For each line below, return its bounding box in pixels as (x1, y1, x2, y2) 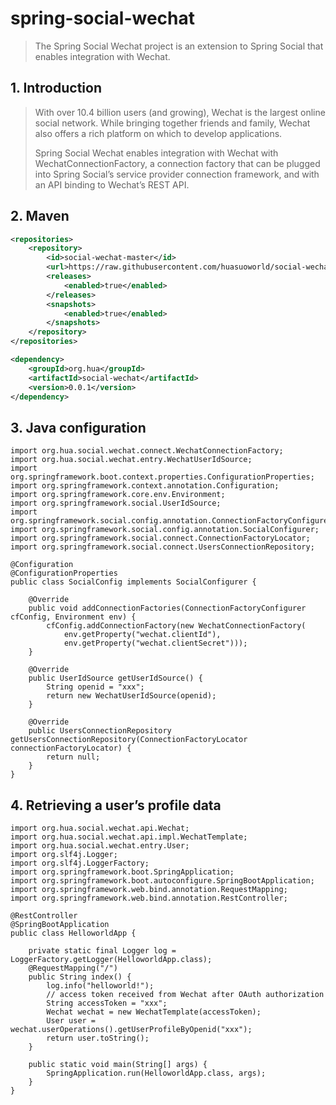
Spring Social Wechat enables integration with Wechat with (34, 147, 279, 159)
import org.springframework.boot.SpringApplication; (10, 867, 235, 877)
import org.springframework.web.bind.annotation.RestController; (10, 893, 288, 904)
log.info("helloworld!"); (46, 981, 155, 991)
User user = (46, 1016, 97, 1026)
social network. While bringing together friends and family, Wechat (34, 117, 311, 129)
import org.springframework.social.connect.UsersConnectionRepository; (10, 542, 315, 552)
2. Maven (10, 208, 70, 225)
